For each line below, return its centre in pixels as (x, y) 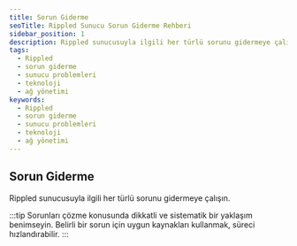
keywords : (27, 100)
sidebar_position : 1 (47, 34)
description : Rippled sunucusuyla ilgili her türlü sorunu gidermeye (140, 42)
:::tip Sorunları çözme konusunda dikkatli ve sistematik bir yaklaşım (131, 215)
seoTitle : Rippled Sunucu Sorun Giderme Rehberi (100, 26)
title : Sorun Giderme (49, 17)
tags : (19, 50)
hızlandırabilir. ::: (39, 234)
